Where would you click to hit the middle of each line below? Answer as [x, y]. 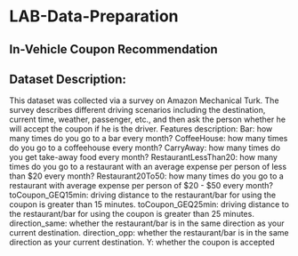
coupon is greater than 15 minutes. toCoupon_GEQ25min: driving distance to [149, 204]
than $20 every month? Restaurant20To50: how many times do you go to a [147, 176]
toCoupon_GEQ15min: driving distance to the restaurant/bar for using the [143, 195]
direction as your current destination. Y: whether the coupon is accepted [142, 243]
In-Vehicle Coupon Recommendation [113, 49]
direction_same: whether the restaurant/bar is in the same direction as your [147, 223]
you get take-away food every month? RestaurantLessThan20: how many [144, 157]
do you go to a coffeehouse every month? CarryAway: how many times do [145, 148]
